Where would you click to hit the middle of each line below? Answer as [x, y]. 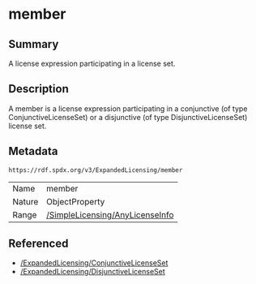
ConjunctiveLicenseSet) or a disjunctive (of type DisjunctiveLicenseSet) [128, 117]
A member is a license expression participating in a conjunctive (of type [128, 108]
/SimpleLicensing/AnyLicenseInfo [110, 214]
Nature [26, 201]
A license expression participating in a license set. [92, 63]
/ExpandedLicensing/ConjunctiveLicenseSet [94, 263]
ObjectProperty [75, 201]
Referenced [38, 244]
